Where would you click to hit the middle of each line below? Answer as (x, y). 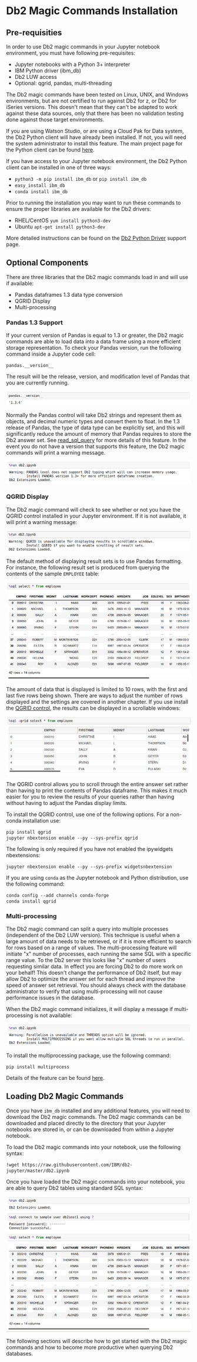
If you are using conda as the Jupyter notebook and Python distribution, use (97, 878)
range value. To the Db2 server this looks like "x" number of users (86, 960)
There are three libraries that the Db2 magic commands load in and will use (97, 277)
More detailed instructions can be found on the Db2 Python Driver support (96, 238)
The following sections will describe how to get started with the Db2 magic (97, 1341)
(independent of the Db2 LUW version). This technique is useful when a (93, 935)
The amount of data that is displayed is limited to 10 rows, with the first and (97, 689)
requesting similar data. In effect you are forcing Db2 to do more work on (94, 966)
